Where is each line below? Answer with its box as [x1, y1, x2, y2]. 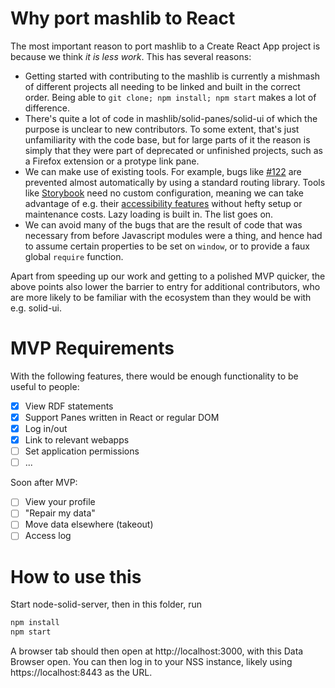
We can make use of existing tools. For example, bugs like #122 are [24, 165, 302, 177]
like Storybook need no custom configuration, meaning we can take [24, 187, 304, 199]
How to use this [10, 565, 142, 588]
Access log [24, 530, 72, 542]
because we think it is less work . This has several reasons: [10, 50, 252, 62]
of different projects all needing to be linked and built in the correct [24, 80, 301, 92]
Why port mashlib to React [10, 7, 236, 30]
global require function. [24, 250, 124, 262]
